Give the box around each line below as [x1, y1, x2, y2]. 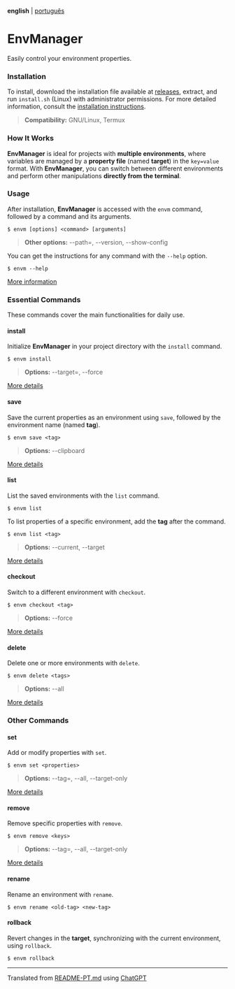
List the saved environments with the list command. [7, 491, 159, 500]
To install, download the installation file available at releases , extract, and [7, 87, 218, 96]
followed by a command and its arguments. [7, 212, 131, 220]
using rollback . [7, 941, 52, 950]
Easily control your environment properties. [7, 54, 131, 62]
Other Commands [7, 716, 69, 725]
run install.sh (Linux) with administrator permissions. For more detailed [7, 95, 217, 103]
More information [7, 277, 57, 286]
